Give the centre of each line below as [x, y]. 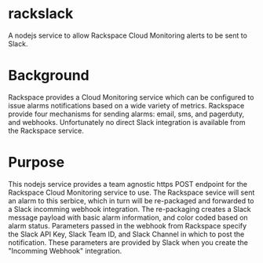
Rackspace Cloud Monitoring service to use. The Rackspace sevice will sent [131, 192]
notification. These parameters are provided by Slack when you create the [128, 242]
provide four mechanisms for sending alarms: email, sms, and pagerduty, [126, 114]
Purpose [37, 163]
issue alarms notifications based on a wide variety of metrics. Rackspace [126, 105]
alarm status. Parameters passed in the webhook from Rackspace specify [128, 225]
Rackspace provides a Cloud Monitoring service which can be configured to [131, 97]
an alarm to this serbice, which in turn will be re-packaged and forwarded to [131, 200]
